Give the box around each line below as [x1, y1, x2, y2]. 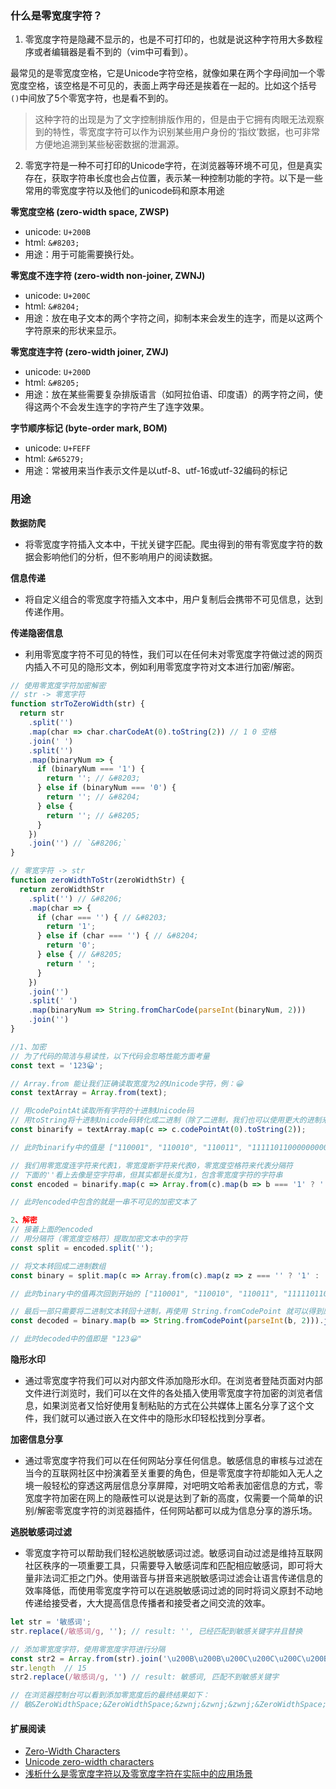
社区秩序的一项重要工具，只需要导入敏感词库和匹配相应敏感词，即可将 [24, 1560, 315, 1572]
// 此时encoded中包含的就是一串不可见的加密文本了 [10, 1197, 197, 1207]
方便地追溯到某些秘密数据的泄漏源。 [34, 138, 185, 151]
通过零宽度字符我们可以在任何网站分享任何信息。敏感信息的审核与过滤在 [24, 1455, 323, 1467]
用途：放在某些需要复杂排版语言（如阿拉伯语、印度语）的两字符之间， [24, 388, 315, 401]
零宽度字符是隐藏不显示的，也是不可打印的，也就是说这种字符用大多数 [24, 33, 315, 46]
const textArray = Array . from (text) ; [10, 1088, 168, 1098]
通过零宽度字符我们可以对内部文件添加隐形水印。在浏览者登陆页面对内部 [24, 1375, 323, 1387]
